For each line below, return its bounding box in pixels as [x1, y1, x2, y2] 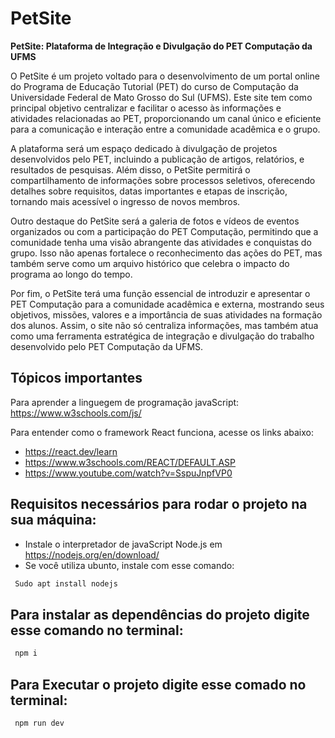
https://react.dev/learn [24, 445, 118, 457]
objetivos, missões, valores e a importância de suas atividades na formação [10, 308, 323, 321]
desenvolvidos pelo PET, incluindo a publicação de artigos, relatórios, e [10, 153, 305, 165]
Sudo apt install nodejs [14, 578, 118, 589]
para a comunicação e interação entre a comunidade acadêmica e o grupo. [10, 123, 321, 135]
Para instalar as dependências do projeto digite [10, 606, 310, 623]
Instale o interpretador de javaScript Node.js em [24, 538, 223, 550]
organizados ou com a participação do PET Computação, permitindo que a [10, 225, 319, 237]
